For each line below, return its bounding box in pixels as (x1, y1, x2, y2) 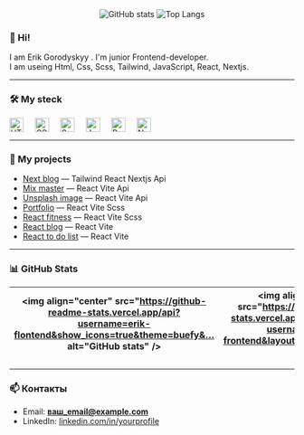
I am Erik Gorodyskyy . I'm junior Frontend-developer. (9, 52, 209, 62)
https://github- (139, 295, 207, 307)
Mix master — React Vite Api (22, 183, 129, 194)
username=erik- (77, 317, 151, 330)
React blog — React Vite (22, 221, 114, 232)
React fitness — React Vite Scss (22, 212, 143, 222)
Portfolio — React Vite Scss (22, 202, 125, 213)
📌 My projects (9, 153, 72, 165)
